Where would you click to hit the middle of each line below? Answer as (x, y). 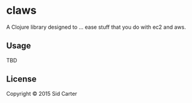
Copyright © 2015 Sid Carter (42, 93)
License (21, 79)
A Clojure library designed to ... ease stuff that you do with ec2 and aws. (96, 27)
